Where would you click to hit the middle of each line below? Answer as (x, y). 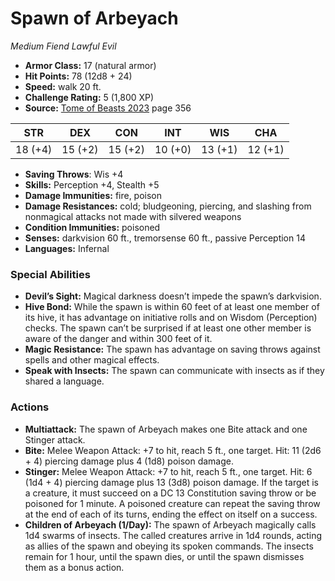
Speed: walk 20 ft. (63, 86)
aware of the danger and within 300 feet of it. (118, 339)
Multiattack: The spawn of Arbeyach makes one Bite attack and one (166, 429)
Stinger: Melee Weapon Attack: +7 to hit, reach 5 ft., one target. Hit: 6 (168, 471)
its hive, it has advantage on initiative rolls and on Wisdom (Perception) (171, 318)
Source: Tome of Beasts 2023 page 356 (108, 108)
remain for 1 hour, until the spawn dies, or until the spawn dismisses (164, 556)
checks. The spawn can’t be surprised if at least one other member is (168, 328)
